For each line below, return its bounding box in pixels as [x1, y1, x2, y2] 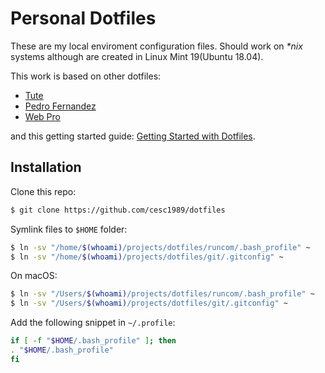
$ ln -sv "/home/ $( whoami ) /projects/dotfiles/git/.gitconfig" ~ [10, 252, 284, 262]
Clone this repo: [10, 185, 77, 197]
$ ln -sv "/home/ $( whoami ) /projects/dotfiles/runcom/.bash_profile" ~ [10, 242, 311, 252]
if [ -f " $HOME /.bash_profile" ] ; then [10, 336, 177, 346]
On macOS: [10, 270, 58, 282]
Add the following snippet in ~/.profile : [10, 317, 176, 329]
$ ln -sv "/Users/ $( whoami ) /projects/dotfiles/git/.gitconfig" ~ [10, 298, 288, 309]
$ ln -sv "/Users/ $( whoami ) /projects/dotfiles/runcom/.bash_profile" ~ [10, 289, 315, 299]
